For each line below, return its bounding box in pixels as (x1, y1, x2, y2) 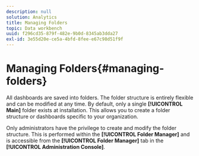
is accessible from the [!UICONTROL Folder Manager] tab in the (6, 137, 164, 144)
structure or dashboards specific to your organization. (6, 113, 138, 120)
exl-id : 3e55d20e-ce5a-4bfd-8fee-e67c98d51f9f (6, 36, 124, 42)
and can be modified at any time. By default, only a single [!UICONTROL (6, 100, 183, 107)
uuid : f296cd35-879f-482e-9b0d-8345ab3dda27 (6, 31, 118, 37)
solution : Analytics (6, 14, 58, 20)
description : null (6, 8, 52, 15)
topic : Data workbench (6, 25, 62, 31)
